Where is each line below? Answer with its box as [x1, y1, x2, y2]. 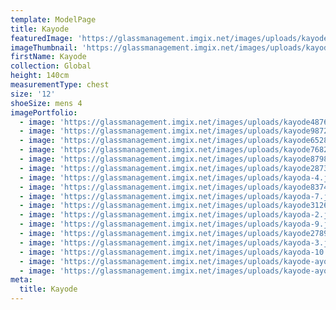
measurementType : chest [10, 80, 110, 90]
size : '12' [10, 89, 56, 99]
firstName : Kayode [10, 52, 87, 62]
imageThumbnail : [10, 42, 78, 53]
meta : [10, 275, 33, 285]
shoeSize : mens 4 [10, 98, 83, 108]
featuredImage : [10, 33, 74, 43]
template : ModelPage [10, 14, 97, 25]
